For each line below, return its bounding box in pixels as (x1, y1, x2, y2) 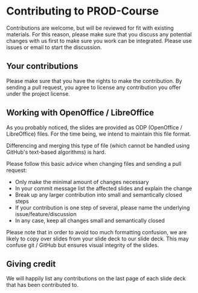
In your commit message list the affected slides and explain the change (14, 185, 192, 192)
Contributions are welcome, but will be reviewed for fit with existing (6, 24, 174, 31)
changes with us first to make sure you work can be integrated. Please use (6, 37, 192, 44)
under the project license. (6, 90, 71, 97)
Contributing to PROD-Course (6, 4, 159, 18)
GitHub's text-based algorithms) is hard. (6, 148, 106, 156)
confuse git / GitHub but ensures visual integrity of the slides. (6, 241, 159, 249)
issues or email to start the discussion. (6, 44, 102, 51)
